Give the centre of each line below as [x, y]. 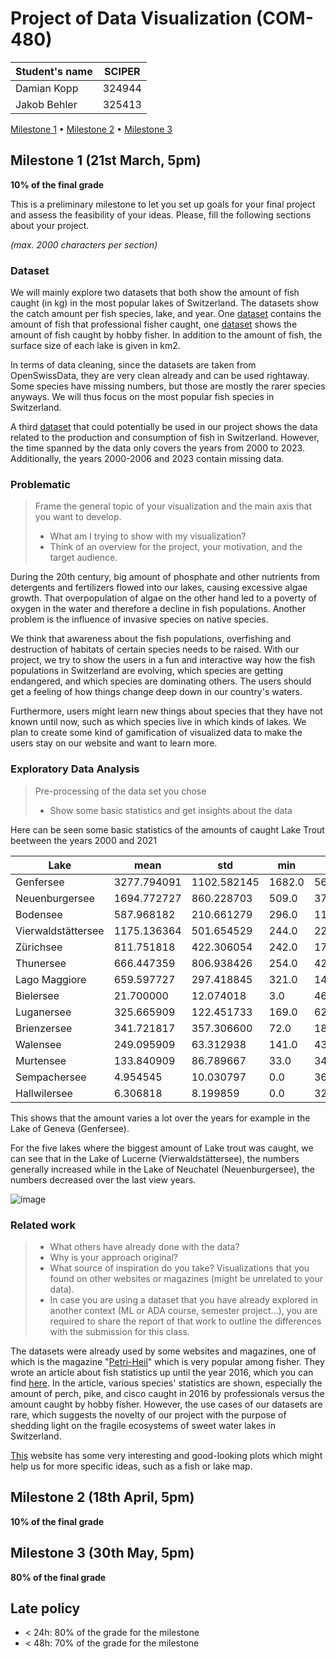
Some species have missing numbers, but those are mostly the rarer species [168, 386]
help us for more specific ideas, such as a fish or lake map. [131, 1466]
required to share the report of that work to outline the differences [185, 1321]
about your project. [50, 225]
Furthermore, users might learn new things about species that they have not [166, 711]
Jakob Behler [46, 104]
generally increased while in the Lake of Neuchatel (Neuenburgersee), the [162, 1169]
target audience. [83, 558]
